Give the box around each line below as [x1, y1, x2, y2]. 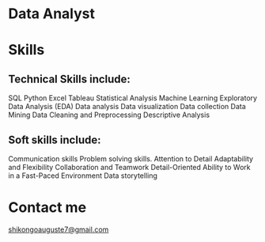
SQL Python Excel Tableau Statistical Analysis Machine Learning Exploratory [8, 93, 258, 103]
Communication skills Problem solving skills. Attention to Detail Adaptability [8, 154, 254, 163]
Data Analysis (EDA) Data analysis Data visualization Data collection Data [8, 102, 247, 112]
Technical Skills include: [8, 72, 131, 85]
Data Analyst [8, 5, 96, 23]
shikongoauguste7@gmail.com [8, 225, 109, 234]
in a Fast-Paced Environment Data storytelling [8, 171, 158, 180]
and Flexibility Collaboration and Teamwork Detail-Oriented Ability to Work [8, 163, 251, 172]
